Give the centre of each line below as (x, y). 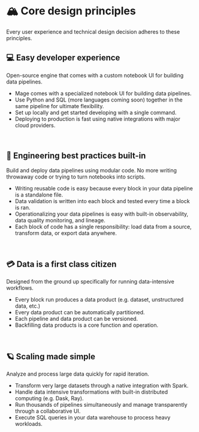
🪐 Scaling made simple (51, 357)
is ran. (22, 207)
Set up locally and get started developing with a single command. (96, 112)
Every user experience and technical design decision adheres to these (93, 32)
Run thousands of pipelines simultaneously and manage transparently (101, 405)
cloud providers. (35, 125)
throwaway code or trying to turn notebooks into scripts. (76, 177)
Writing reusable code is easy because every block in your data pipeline (104, 188)
